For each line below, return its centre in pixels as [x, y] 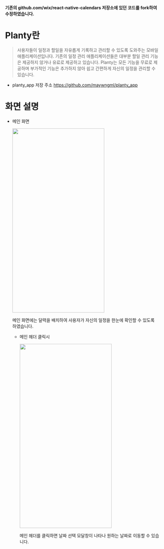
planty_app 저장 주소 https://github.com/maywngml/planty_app [75, 85]
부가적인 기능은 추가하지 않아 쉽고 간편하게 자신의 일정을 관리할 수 [93, 68]
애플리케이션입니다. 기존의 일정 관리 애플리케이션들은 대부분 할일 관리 [83, 56]
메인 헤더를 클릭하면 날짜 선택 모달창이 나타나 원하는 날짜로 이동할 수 [85, 535]
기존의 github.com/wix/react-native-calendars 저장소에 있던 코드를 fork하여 [81, 8]
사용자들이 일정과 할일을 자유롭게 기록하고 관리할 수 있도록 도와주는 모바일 [88, 50]
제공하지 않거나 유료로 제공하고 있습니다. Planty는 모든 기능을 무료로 [87, 62]
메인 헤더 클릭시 [35, 336]
